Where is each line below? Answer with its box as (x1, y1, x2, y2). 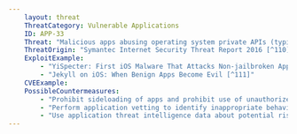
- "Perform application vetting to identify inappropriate (40, 103, 263, 112)
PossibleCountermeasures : (24, 86, 121, 95)
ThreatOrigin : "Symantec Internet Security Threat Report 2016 (24, 46, 263, 55)
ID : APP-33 (24, 29, 65, 38)
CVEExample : (24, 78, 68, 87)
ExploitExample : (24, 54, 85, 63)
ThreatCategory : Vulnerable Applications (24, 21, 179, 30)
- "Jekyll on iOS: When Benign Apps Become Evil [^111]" (40, 71, 254, 79)
